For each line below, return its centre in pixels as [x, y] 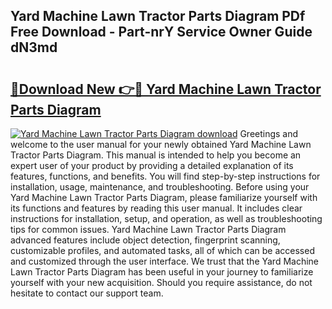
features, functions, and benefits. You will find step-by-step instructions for [165, 176]
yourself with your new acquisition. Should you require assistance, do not [161, 282]
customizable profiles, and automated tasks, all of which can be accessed [162, 250]
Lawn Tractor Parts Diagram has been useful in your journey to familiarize [162, 272]
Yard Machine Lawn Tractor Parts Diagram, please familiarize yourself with [164, 197]
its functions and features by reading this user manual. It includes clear [156, 208]
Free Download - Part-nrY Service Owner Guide [161, 32]
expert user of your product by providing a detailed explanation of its [152, 165]
